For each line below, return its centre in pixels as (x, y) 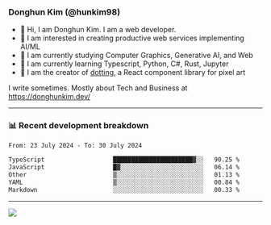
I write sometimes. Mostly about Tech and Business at (98, 88)
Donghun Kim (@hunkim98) (65, 12)
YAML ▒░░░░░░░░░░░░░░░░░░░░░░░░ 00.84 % (124, 183)
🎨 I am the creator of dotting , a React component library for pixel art (133, 73)
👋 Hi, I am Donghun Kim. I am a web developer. (98, 30)
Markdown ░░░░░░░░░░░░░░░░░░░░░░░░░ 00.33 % (124, 190)
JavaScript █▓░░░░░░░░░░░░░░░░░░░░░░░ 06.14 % (124, 168)
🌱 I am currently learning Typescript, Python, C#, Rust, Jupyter (124, 64)
